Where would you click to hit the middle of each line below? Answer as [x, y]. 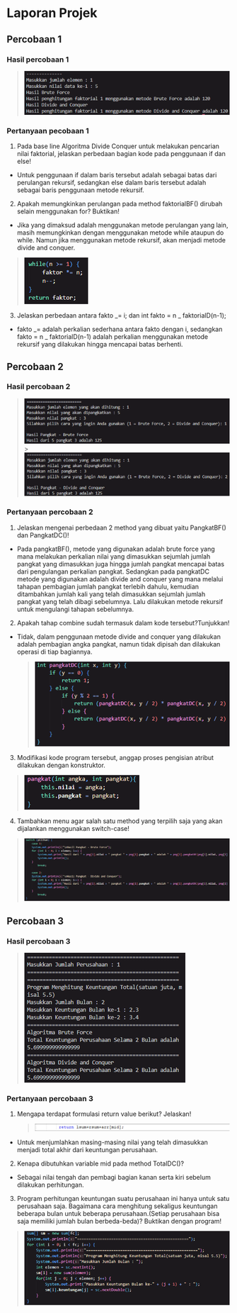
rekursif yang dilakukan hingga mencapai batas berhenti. [100, 345]
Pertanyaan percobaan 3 [50, 1098]
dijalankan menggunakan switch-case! [73, 829]
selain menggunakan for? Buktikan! [68, 211]
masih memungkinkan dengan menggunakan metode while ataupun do [120, 233]
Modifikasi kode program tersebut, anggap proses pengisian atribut [115, 758]
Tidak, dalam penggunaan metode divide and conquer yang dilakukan [118, 637]
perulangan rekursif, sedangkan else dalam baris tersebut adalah [111, 183]
